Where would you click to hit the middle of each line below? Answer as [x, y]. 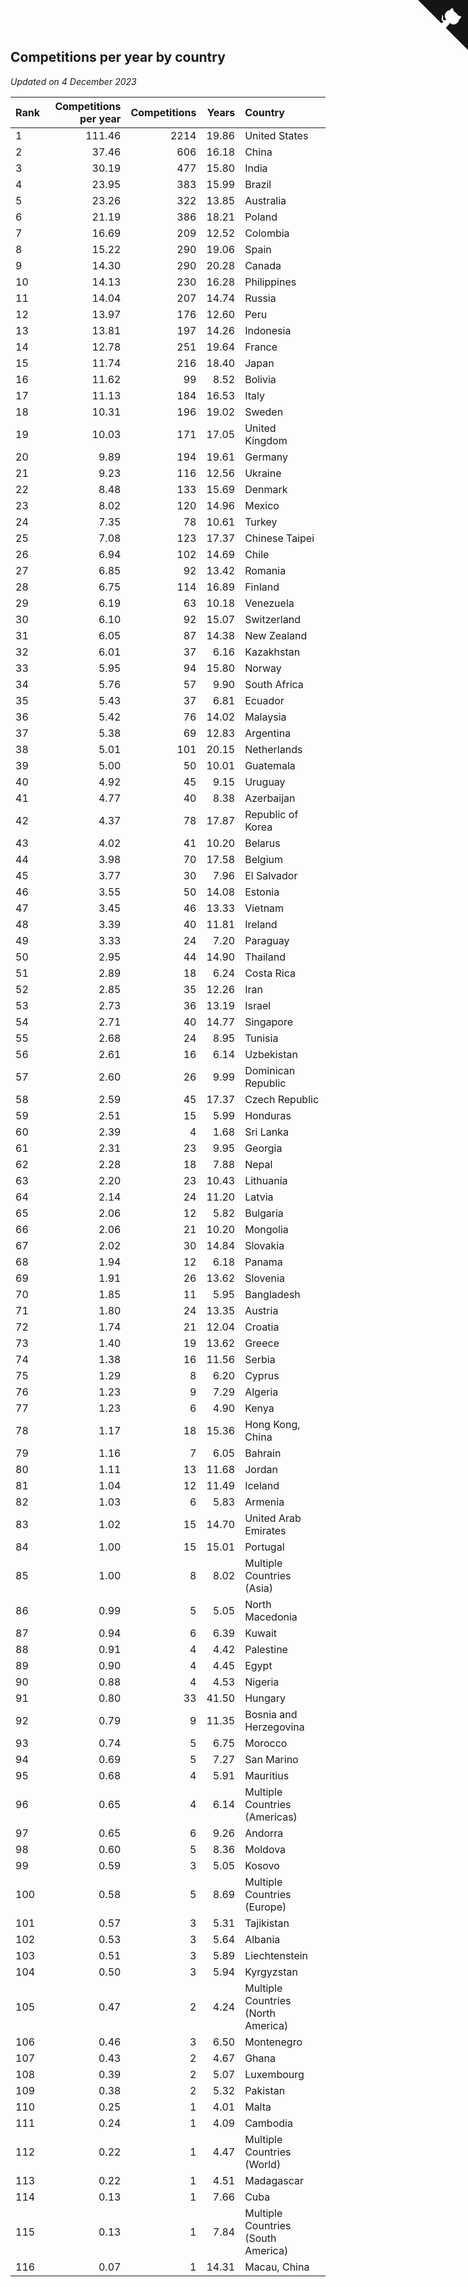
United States [276, 135]
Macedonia [271, 1617]
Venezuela [269, 603]
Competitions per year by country [118, 57]
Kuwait [261, 1633]
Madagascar [274, 2180]
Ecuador [264, 700]
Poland [261, 217]
